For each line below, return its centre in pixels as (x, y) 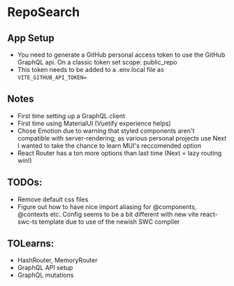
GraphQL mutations (45, 275)
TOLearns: (31, 244)
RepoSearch (44, 12)
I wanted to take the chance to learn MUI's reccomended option (109, 145)
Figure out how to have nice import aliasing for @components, (107, 206)
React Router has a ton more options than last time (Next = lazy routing (119, 153)
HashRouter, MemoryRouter (57, 260)
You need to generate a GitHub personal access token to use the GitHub (121, 55)
